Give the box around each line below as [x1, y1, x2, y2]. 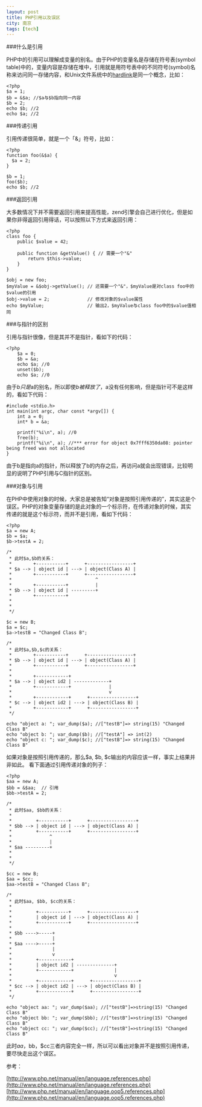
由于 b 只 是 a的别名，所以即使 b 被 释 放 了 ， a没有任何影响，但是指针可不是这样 [6, 383, 193, 391]
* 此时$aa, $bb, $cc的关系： [8, 899, 77, 905]
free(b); [17, 435, 39, 441]
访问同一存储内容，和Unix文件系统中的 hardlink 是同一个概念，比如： [16, 71, 186, 79]
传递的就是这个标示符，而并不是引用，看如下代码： [6, 511, 133, 518]
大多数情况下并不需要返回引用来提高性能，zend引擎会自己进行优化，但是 [6, 208, 188, 216]
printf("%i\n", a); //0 [17, 429, 77, 436]
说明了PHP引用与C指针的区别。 [16, 470, 95, 477]
